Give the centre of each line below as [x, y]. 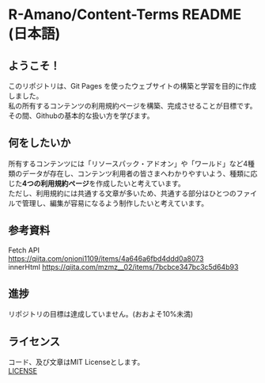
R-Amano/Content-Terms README [125, 15]
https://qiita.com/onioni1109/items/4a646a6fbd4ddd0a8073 [106, 258]
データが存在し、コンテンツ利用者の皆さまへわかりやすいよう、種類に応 [140, 173]
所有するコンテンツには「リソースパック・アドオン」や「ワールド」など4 [128, 163]
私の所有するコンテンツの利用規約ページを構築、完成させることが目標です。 [132, 106]
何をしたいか [40, 143]
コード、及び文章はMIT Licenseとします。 [76, 362]
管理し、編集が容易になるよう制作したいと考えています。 [115, 203]
